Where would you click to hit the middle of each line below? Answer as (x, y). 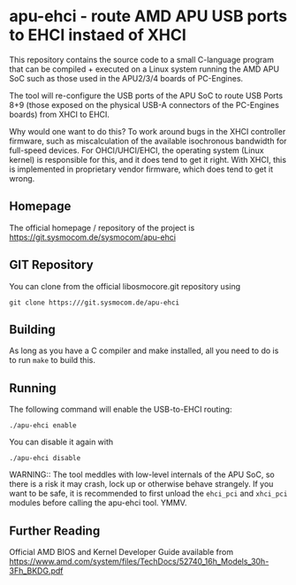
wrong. (22, 178)
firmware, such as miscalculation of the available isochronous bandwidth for (148, 141)
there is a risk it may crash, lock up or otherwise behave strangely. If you (141, 484)
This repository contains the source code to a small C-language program (141, 59)
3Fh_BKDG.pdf (36, 571)
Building (32, 329)
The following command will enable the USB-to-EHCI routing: (121, 410)
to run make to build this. (52, 360)
